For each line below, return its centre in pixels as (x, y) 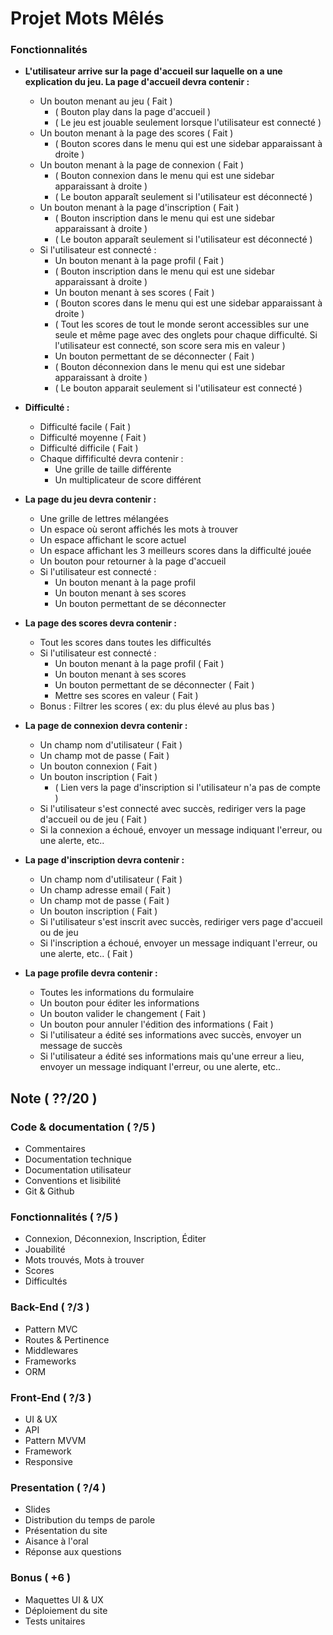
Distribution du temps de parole (90, 1520)
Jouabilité (45, 1249)
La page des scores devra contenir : (100, 623)
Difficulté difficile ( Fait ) (89, 448)
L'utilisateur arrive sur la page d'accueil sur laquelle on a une (153, 71)
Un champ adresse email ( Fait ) (105, 890)
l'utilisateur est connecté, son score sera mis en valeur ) (170, 346)
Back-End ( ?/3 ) (50, 1307)
